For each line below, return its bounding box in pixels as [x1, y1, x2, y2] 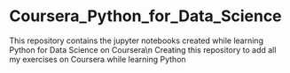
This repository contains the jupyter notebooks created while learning [9, 35, 264, 46]
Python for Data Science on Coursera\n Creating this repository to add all [9, 44, 277, 55]
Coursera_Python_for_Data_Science [9, 6, 282, 26]
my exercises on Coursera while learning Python [9, 54, 186, 64]
